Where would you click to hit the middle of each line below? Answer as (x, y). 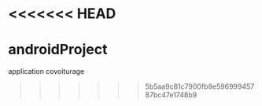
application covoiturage (46, 71)
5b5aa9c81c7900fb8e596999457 (200, 86)
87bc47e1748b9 (171, 95)
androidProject (58, 50)
